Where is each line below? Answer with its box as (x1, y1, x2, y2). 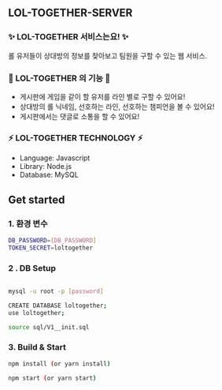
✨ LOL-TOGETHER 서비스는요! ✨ (8, 32, 129, 43)
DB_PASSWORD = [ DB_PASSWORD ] (8, 236, 97, 244)
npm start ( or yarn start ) (8, 374, 97, 382)
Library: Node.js (19, 162, 72, 171)
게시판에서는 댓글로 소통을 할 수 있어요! (19, 111, 140, 121)
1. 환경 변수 (8, 218, 48, 229)
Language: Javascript (19, 153, 91, 163)
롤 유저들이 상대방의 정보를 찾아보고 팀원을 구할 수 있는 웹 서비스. (8, 51, 208, 60)
